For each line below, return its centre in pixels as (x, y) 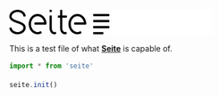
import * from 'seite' (51, 66)
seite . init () (34, 85)
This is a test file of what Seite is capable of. (91, 48)
